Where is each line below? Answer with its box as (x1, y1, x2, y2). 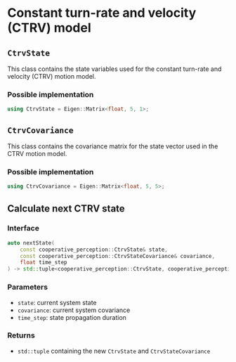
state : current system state (17, 298, 97, 306)
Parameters (7, 283, 48, 292)
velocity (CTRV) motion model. (7, 72, 96, 80)
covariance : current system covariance (17, 306, 131, 314)
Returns (7, 330, 35, 340)
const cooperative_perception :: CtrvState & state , (20, 246, 169, 253)
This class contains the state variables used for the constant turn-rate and (7, 65, 222, 73)
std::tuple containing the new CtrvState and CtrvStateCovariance (17, 347, 211, 355)
